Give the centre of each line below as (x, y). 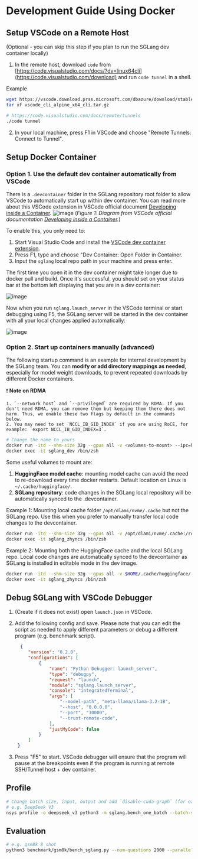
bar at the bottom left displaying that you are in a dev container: (83, 285)
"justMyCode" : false (74, 729)
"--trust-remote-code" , (89, 718)
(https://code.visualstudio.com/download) (66, 77)
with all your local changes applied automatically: (66, 321)
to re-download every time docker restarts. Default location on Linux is (100, 480)
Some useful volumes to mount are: (49, 463)
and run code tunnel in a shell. (155, 77)
